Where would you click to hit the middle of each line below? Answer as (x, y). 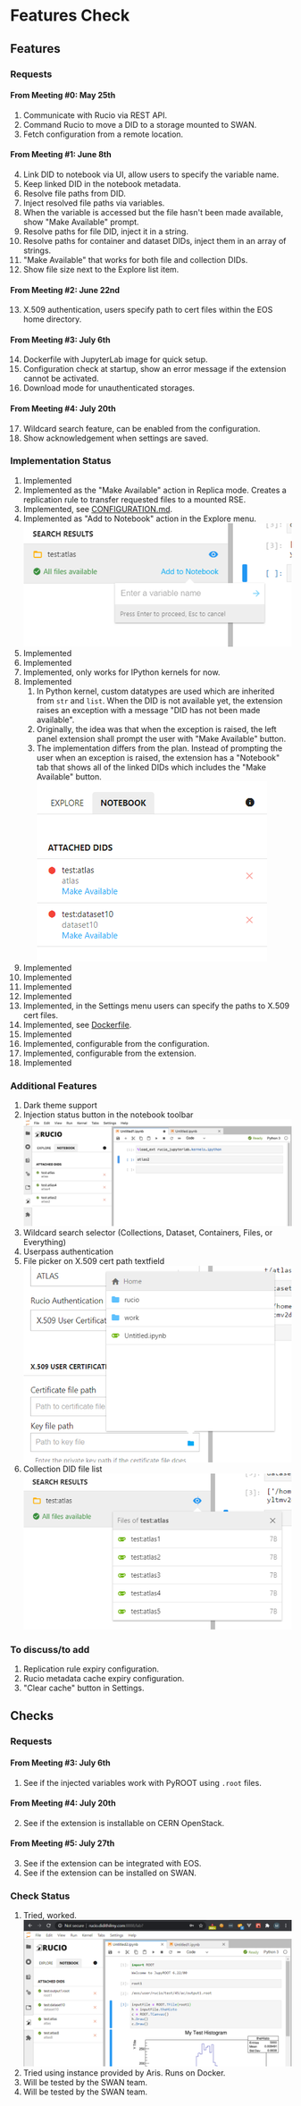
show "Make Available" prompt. (81, 222)
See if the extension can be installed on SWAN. (110, 1873)
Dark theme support (60, 1106)
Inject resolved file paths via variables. (94, 203)
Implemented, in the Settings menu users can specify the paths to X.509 (156, 1006)
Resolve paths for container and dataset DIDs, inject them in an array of (155, 240)
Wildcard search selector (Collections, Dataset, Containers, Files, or (148, 1233)
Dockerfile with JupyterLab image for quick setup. (115, 359)
